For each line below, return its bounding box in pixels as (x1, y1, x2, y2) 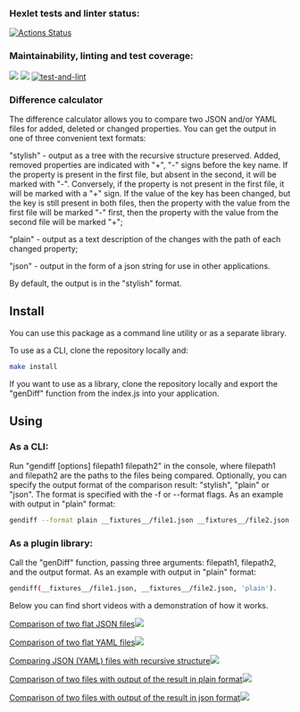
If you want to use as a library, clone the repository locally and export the (9, 378, 279, 389)
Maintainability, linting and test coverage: (9, 50, 194, 63)
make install (9, 362, 58, 371)
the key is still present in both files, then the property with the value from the (9, 197, 290, 208)
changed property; (9, 243, 79, 254)
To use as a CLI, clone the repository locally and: (9, 345, 189, 356)
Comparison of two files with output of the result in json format (9, 692, 241, 703)
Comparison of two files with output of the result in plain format (9, 674, 243, 685)
